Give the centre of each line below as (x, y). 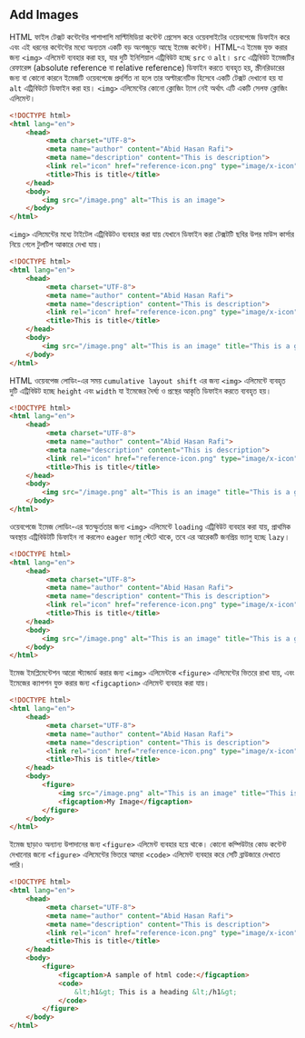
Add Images (44, 15)
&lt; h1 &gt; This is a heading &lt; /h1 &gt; (156, 992)
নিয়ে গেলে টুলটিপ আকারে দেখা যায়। (56, 245)
